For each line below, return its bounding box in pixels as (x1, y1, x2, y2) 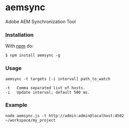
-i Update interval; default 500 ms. (5, 90, 90, 95)
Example (5, 101, 28, 109)
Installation (5, 31, 34, 38)
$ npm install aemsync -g (5, 53, 60, 58)
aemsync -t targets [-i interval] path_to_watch (5, 76, 111, 81)
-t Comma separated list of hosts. (5, 85, 86, 91)
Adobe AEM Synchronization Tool (5, 18, 76, 25)
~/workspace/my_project (5, 117, 56, 123)
